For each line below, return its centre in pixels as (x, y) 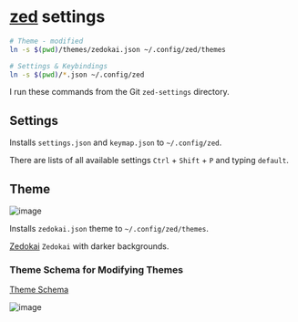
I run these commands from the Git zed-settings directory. (119, 92)
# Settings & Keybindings (58, 66)
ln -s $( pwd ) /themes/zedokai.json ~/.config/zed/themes (118, 49)
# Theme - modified (46, 41)
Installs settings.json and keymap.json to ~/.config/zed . (116, 142)
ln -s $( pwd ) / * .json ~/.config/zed (77, 75)
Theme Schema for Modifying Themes (97, 269)
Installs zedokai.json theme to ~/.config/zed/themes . (109, 229)
